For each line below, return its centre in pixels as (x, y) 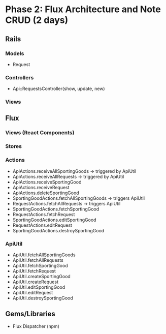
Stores (13, 146)
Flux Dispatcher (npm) (36, 326)
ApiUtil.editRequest (33, 292)
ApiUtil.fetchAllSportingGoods (44, 255)
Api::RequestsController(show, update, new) (59, 89)
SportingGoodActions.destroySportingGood (58, 230)
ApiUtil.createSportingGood (42, 276)
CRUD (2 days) (37, 20)
